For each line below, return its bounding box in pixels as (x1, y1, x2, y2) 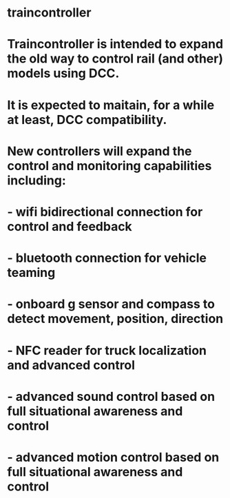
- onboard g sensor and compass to (7, 296, 216, 312)
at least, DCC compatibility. (7, 112, 167, 127)
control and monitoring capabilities (7, 158, 212, 174)
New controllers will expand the (7, 143, 192, 159)
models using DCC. (7, 65, 120, 81)
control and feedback (7, 218, 132, 234)
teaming (7, 265, 56, 280)
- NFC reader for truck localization (7, 342, 207, 358)
